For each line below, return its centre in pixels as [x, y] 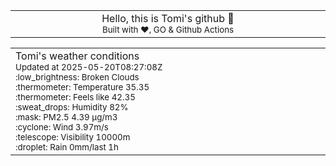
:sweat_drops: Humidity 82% [72, 107]
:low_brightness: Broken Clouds [77, 77]
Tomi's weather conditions [77, 56]
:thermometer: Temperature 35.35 [82, 87]
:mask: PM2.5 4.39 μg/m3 [66, 117]
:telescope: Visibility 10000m [73, 137]
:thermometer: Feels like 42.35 [75, 97]
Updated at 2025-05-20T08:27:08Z [89, 67]
